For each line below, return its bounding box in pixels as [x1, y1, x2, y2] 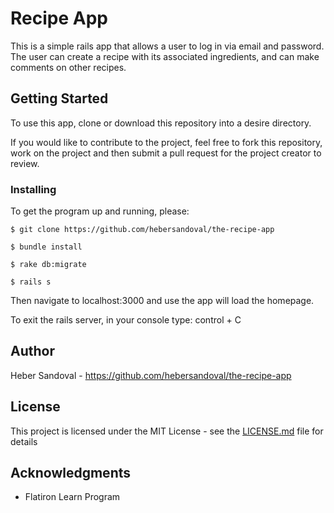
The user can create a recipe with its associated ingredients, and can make [10, 50, 320, 62]
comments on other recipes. [10, 61, 127, 73]
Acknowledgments [10, 465, 132, 482]
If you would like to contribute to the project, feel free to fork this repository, [10, 136, 323, 148]
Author [10, 343, 55, 360]
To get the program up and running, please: [10, 205, 190, 217]
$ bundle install [10, 242, 83, 252]
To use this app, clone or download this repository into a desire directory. [10, 117, 312, 129]
